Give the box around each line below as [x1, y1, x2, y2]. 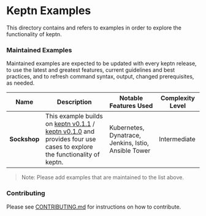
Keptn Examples [6, 4, 91, 18]
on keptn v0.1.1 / [45, 120, 95, 128]
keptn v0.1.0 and [45, 127, 95, 136]
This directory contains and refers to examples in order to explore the [6, 24, 182, 31]
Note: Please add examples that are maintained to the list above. [21, 174, 184, 181]
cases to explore [45, 142, 93, 151]
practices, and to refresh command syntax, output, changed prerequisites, [6, 73, 194, 80]
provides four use [45, 135, 96, 144]
